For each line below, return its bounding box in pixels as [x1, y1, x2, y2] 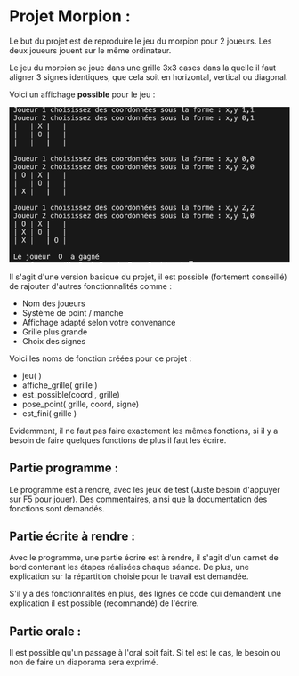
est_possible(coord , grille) [21, 389, 120, 399]
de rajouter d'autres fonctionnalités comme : [9, 280, 172, 291]
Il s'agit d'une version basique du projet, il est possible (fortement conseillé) [9, 271, 287, 282]
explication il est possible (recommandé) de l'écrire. [9, 598, 199, 608]
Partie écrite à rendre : [9, 528, 136, 543]
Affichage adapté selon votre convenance [21, 317, 176, 327]
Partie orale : [9, 624, 82, 639]
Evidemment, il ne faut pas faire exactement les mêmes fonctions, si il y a [9, 425, 279, 436]
